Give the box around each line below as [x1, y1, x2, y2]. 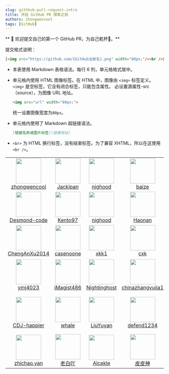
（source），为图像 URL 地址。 [12, 90, 76, 96]
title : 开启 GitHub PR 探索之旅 [5, 12, 69, 17]
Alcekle [93, 359, 111, 366]
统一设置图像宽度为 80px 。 [12, 109, 66, 115]
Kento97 [57, 216, 78, 223]
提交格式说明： [5, 46, 36, 53]
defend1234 [127, 322, 158, 329]
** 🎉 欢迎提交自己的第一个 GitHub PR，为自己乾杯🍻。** [5, 36, 120, 42]
